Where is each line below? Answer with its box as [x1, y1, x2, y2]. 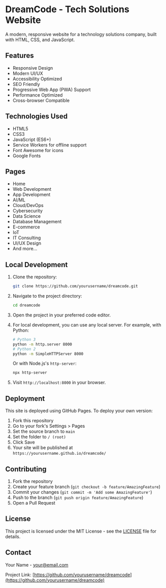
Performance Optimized [12, 92, 63, 98]
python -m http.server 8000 [12, 342, 72, 347]
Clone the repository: [12, 274, 57, 280]
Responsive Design [12, 65, 53, 71]
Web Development [12, 186, 52, 192]
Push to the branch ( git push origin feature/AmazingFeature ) [12, 494, 144, 501]
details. [5, 533, 21, 540]
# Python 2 [12, 346, 36, 351]
